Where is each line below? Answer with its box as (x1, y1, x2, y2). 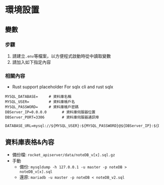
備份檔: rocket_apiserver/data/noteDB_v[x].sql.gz (12, 151, 116, 157)
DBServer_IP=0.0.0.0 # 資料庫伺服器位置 (5, 110, 96, 115)
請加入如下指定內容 (12, 59, 51, 65)
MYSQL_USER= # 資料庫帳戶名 (5, 99, 75, 105)
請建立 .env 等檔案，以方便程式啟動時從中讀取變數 (12, 53, 111, 59)
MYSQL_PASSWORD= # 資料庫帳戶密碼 (5, 105, 79, 110)
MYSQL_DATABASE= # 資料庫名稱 (5, 94, 72, 99)
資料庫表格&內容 (5, 138, 55, 146)
